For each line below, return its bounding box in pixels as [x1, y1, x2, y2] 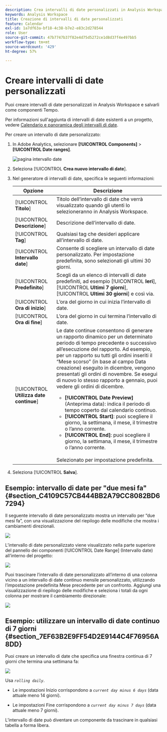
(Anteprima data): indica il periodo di [65, 400, 151, 407]
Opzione [23, 187, 44, 194]
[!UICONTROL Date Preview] [65, 394, 134, 401]
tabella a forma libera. [5, 723, 50, 729]
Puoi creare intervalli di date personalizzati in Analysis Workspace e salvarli [5, 102, 160, 108]
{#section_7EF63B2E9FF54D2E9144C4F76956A [5, 632, 160, 640]
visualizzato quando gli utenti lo [56, 202, 130, 209]
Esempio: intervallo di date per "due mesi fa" [5, 484, 147, 492]
